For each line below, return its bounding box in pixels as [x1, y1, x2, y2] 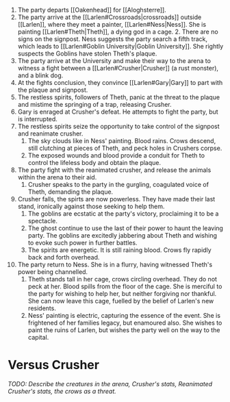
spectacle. [27, 217, 57, 225]
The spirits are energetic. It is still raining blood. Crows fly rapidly [27, 246, 212, 254]
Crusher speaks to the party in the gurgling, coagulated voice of [27, 181, 209, 188]
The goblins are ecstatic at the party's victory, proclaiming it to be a [27, 210, 219, 218]
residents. [27, 304, 57, 312]
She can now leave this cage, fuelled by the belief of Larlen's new [27, 297, 214, 305]
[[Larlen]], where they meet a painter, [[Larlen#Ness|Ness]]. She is [17, 21, 207, 28]
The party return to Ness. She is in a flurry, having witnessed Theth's [17, 260, 213, 268]
